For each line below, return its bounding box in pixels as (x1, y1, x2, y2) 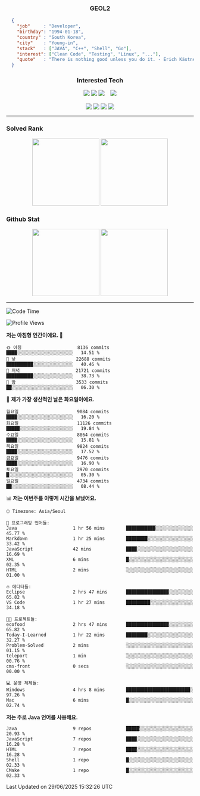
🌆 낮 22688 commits (6, 356, 111, 362)
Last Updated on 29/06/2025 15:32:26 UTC (6, 783, 113, 791)
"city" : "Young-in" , (17, 40, 79, 46)
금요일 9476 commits (6, 455, 110, 461)
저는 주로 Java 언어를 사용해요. (6, 714, 79, 721)
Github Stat (6, 215, 40, 223)
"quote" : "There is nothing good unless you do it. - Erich (17, 57, 177, 63)
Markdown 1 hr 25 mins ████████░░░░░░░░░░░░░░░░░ (6, 536, 193, 542)
